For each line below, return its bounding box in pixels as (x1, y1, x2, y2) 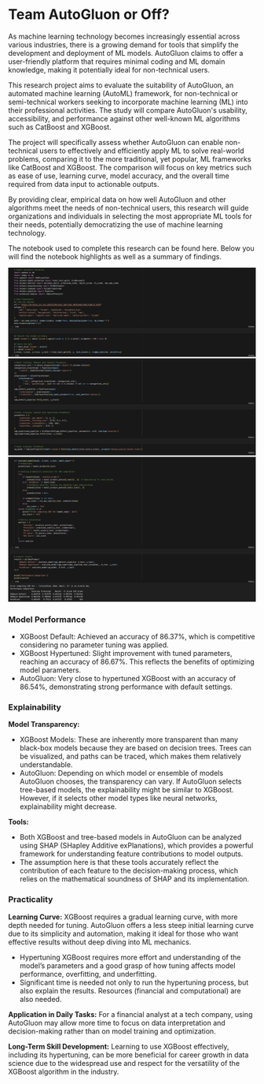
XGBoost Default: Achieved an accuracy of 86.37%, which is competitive (19, 632, 255, 642)
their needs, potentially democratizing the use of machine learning (8, 219, 223, 229)
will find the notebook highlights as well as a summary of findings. (8, 251, 222, 261)
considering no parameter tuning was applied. (19, 640, 169, 650)
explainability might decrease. (19, 802, 117, 811)
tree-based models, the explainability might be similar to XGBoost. (19, 785, 234, 795)
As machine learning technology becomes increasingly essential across (8, 32, 240, 41)
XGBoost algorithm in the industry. (8, 1067, 119, 1076)
